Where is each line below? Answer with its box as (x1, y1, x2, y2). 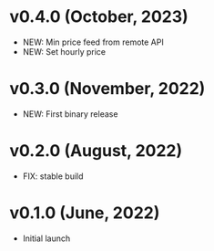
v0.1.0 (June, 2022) (9, 203, 160, 223)
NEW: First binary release (22, 108, 118, 120)
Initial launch (22, 233, 71, 244)
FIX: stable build (22, 171, 84, 182)
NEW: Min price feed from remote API (22, 37, 164, 47)
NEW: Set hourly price (22, 46, 107, 57)
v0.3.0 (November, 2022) (9, 78, 206, 99)
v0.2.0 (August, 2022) (9, 141, 183, 162)
